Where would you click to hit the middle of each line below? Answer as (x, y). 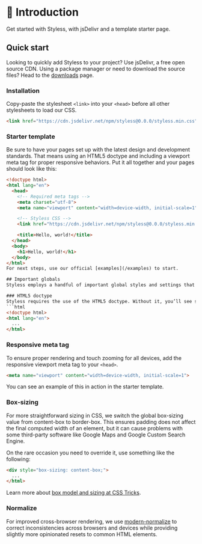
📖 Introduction (43, 12)
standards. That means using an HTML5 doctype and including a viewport (98, 156)
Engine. (16, 441)
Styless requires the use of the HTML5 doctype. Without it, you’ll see (99, 301)
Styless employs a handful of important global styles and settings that (101, 285)
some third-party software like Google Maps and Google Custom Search (96, 435)
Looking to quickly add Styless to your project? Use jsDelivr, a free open (96, 62)
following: (18, 459)
